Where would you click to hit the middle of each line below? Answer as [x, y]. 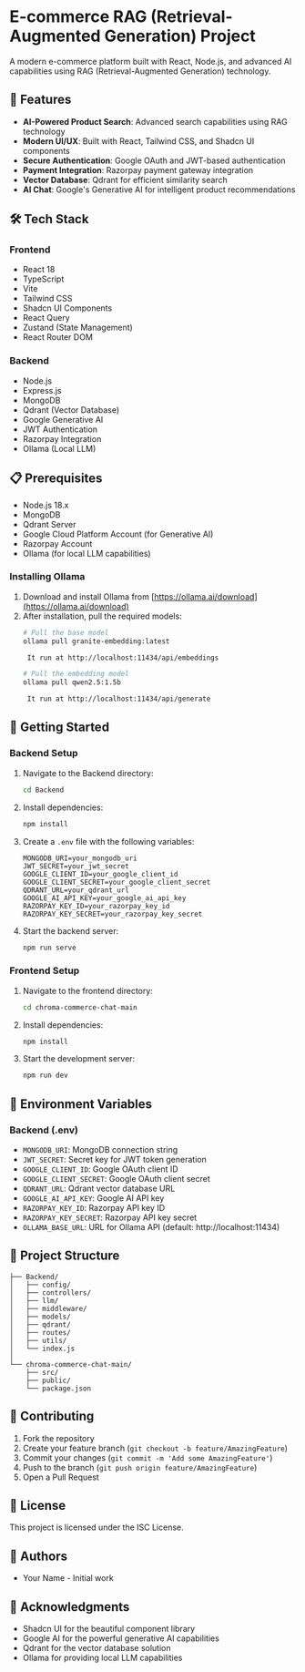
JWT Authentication [60, 429]
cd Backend [43, 790]
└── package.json [59, 1388]
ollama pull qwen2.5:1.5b [71, 682]
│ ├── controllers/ [51, 1292]
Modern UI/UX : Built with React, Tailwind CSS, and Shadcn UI [138, 141]
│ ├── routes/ [40, 1332]
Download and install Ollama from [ [88, 596]
